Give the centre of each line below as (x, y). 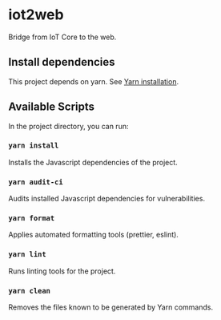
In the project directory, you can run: (68, 126)
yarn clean (29, 291)
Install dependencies (62, 62)
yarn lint (27, 255)
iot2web (36, 15)
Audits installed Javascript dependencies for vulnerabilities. (107, 199)
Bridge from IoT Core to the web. (62, 37)
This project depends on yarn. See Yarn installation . (93, 81)
